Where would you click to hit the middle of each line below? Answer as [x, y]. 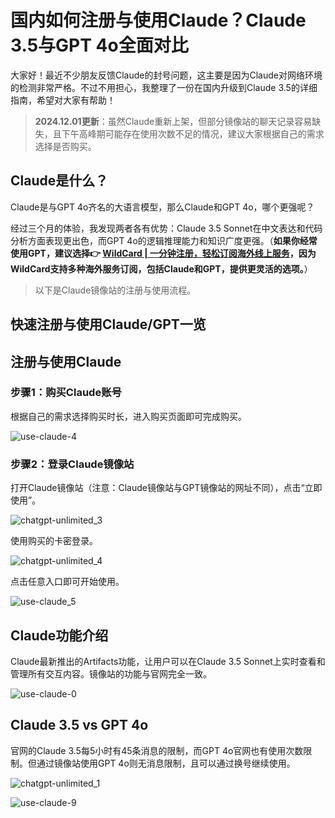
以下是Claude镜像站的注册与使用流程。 [115, 290]
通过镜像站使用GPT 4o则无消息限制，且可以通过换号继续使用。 [166, 763]
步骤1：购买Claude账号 [66, 393]
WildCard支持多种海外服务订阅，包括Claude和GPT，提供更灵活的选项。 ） [161, 268]
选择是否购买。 [65, 146]
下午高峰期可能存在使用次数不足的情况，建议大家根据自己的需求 [193, 133]
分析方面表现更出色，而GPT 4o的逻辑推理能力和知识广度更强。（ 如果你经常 [164, 240]
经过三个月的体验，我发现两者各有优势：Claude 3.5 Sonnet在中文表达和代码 [166, 228]
